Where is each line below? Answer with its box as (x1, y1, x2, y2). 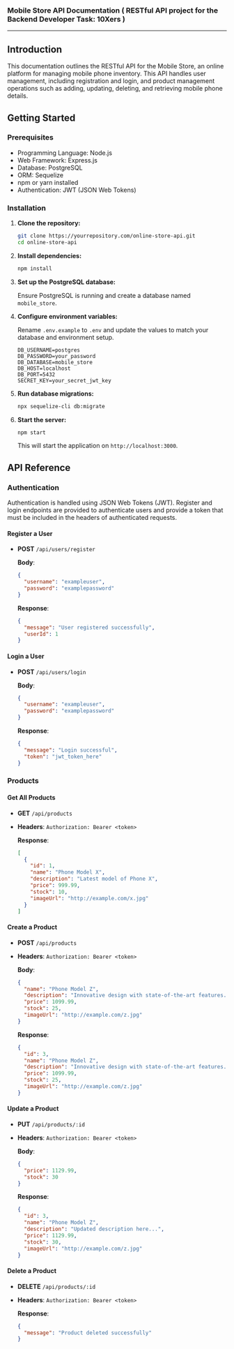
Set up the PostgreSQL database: (17, 278, 116, 286)
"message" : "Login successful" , (24, 746, 118, 754)
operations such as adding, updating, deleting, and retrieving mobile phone (7, 84, 223, 93)
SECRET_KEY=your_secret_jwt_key (17, 377, 111, 384)
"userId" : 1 (24, 630, 58, 637)
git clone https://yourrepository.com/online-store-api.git (17, 232, 196, 239)
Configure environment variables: (17, 312, 118, 320)
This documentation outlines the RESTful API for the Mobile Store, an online (7, 62, 224, 70)
